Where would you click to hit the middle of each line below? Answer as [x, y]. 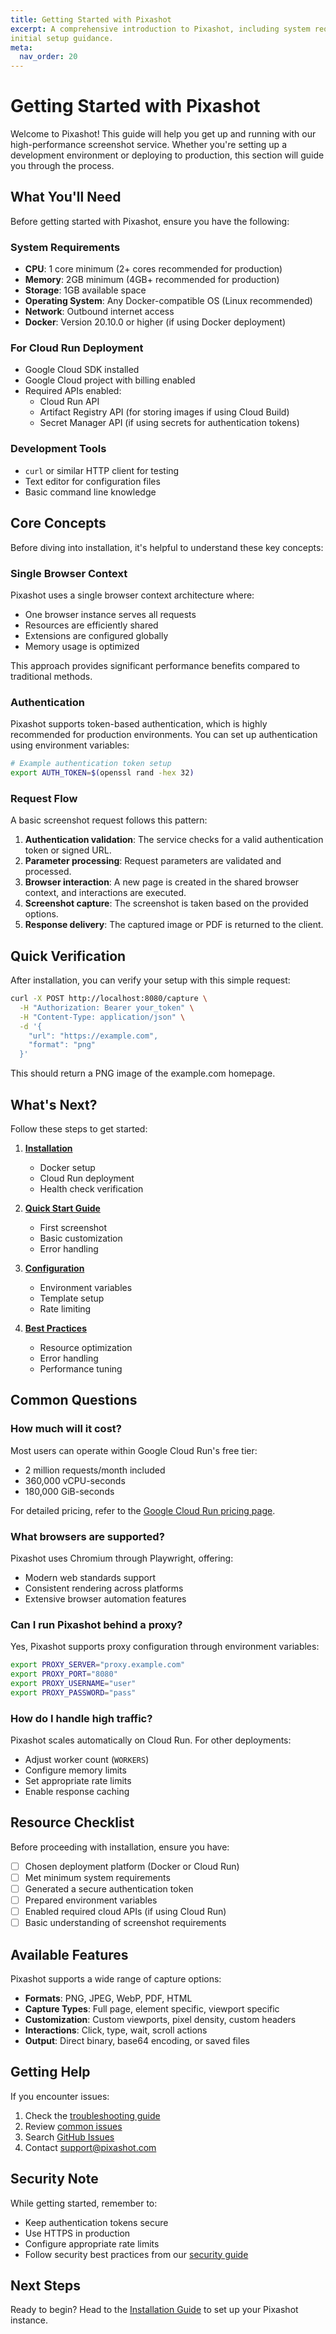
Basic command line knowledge [90, 492]
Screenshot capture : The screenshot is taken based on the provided [166, 903]
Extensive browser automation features [105, 1598]
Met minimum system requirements [97, 1877]
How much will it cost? [66, 1429]
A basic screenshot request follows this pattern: [109, 820]
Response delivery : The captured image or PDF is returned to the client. [174, 925]
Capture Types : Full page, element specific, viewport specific [152, 2009]
